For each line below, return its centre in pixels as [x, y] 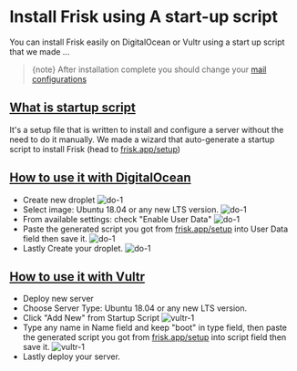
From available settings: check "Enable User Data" [117, 219]
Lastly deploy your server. [72, 356]
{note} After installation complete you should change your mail [149, 69]
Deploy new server [58, 299]
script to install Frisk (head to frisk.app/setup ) [95, 149]
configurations [59, 78]
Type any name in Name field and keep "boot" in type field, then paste [154, 328]
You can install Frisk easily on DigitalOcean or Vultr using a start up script [147, 42]
